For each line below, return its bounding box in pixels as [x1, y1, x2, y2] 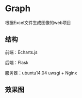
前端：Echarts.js [5, 49, 38, 55]
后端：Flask [5, 59, 29, 65]
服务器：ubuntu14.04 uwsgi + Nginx [5, 70, 77, 76]
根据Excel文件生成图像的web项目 [5, 20, 71, 25]
